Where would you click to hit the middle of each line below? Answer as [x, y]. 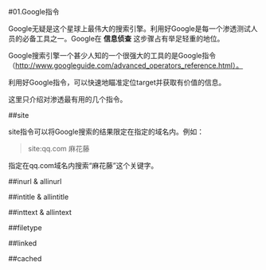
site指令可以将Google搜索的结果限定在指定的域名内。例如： [106, 131]
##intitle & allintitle [39, 197]
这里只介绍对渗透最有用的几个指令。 [68, 99]
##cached [25, 258]
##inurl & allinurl [35, 181]
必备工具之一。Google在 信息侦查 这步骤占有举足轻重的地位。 [123, 39]
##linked [23, 243]
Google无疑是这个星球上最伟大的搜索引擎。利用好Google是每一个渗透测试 [129, 29]
